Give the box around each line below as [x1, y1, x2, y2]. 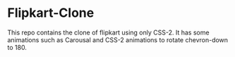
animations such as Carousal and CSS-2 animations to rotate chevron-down [7, 35, 228, 44]
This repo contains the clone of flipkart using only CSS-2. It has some [7, 28, 210, 37]
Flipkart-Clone [7, 5, 95, 21]
